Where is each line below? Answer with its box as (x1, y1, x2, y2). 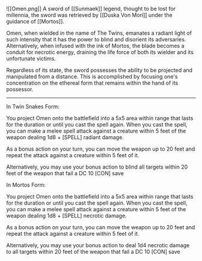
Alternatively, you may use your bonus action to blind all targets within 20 (6, 163, 188, 170)
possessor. (6, 86, 34, 92)
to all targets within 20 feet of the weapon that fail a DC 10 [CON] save (6, 248, 180, 255)
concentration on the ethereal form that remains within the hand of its (6, 79, 179, 86)
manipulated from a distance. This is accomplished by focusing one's (6, 73, 179, 80)
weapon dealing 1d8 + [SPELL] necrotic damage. (6, 212, 127, 219)
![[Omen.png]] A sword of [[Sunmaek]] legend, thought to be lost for (6, 5, 176, 12)
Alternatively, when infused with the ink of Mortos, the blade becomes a (6, 42, 185, 49)
